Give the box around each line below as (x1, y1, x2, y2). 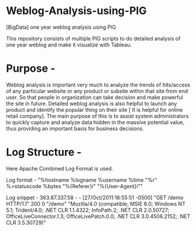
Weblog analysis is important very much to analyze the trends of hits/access (6, 81, 190, 88)
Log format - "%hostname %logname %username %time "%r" (6, 176, 157, 183)
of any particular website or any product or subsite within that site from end (6, 87, 188, 95)
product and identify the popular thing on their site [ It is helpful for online (6, 106, 183, 113)
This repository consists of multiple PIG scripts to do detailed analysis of (6, 35, 181, 42)
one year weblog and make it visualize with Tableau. (6, 41, 132, 48)
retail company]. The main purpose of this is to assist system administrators (6, 112, 189, 119)
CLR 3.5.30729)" (6, 219, 46, 226)
